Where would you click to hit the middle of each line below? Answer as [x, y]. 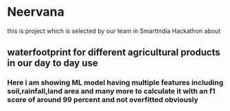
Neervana [36, 12]
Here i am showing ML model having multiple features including [115, 83]
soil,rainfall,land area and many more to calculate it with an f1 [111, 91]
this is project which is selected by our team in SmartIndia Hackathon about [114, 31]
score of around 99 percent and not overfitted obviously [103, 100]
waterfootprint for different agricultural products [114, 52]
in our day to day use [53, 63]
